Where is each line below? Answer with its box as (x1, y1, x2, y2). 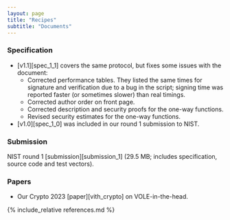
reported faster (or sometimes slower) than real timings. (27, 90, 185, 98)
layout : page (7, 10, 45, 17)
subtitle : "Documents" (7, 23, 72, 30)
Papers (7, 177, 32, 186)
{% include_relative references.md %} (7, 206, 115, 214)
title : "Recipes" (7, 16, 57, 23)
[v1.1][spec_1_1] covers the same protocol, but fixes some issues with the (16, 61, 222, 69)
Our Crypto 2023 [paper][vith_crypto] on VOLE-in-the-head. (16, 192, 189, 201)
